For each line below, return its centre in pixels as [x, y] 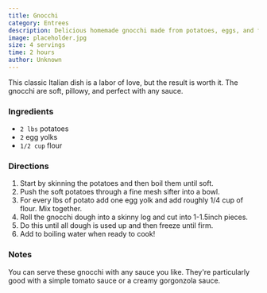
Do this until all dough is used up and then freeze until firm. [116, 226]
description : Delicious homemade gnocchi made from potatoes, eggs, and [131, 30]
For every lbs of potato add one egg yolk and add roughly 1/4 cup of [132, 200]
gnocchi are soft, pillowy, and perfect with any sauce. [96, 91]
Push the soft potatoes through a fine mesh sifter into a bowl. [120, 192]
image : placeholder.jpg [48, 38]
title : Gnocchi [33, 15]
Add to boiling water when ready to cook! [87, 234]
